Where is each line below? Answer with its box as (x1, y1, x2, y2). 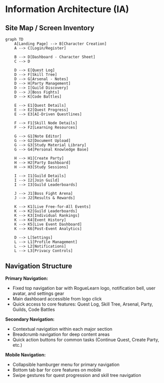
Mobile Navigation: (5, 351, 46, 358)
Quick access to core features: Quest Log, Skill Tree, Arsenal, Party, (12, 301, 153, 307)
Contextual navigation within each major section (12, 326, 113, 332)
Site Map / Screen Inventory (5, 24, 95, 32)
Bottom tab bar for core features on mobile (12, 366, 102, 373)
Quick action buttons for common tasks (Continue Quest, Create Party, (12, 336, 159, 343)
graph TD (5, 37, 24, 42)
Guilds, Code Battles (12, 306, 55, 313)
